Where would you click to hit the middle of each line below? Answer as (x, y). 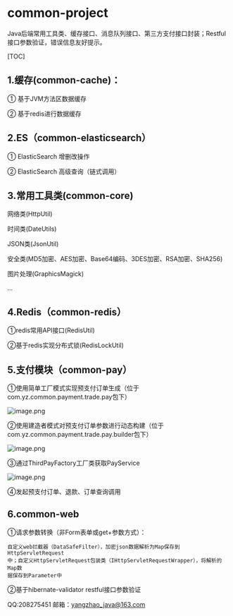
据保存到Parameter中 (34, 575)
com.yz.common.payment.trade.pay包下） (69, 397)
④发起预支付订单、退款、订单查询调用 (64, 491)
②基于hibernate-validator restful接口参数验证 (74, 589)
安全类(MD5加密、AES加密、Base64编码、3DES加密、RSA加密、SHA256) (115, 259)
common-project (58, 13)
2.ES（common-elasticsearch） (79, 138)
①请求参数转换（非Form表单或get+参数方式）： (77, 532)
